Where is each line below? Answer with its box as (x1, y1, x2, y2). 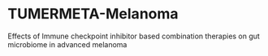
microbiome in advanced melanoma (7, 39, 128, 49)
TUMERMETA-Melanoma (7, 5, 179, 23)
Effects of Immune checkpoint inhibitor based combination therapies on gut (7, 31, 261, 41)
